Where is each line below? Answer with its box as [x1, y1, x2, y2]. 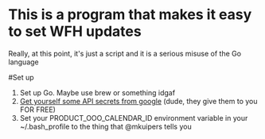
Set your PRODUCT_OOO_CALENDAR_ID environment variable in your [19, 113, 248, 122]
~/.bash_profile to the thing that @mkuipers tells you [19, 122, 193, 131]
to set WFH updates [8, 22, 142, 41]
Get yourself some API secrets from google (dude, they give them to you [19, 96, 258, 106]
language [8, 57, 39, 67]
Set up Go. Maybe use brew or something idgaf [19, 87, 176, 97]
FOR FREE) [19, 105, 56, 114]
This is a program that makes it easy [8, 6, 252, 24]
